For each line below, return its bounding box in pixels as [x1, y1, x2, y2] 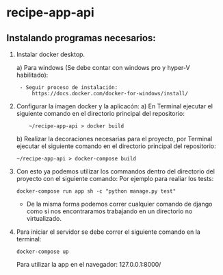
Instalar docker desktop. [16, 50, 86, 58]
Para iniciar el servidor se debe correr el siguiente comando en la [16, 228, 201, 236]
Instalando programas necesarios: [6, 32, 157, 44]
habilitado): [16, 71, 49, 79]
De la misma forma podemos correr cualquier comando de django [26, 200, 213, 208]
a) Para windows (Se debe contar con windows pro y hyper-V [16, 64, 190, 71]
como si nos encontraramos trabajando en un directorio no [26, 207, 193, 215]
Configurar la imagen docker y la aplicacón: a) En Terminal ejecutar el [16, 102, 213, 110]
